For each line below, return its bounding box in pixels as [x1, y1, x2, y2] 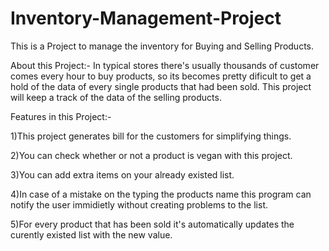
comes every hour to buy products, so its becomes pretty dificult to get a [10, 70, 312, 82]
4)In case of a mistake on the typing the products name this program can [10, 188, 312, 200]
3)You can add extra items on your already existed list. [10, 168, 235, 181]
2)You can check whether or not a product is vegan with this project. [10, 149, 293, 161]
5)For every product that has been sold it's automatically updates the [10, 218, 295, 230]
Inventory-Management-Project [10, 7, 282, 30]
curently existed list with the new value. [10, 228, 173, 241]
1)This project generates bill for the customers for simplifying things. [10, 130, 292, 142]
